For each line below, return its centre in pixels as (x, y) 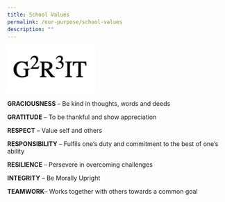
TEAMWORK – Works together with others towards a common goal (102, 192)
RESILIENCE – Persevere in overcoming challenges (80, 165)
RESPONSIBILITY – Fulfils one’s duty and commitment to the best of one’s (113, 144)
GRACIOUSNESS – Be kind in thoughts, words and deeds (89, 104)
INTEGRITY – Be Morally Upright (54, 178)
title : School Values (39, 15)
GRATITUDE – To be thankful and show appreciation (82, 117)
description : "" (31, 29)
